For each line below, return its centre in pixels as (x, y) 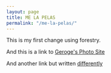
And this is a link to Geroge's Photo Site (55, 52)
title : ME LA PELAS (31, 17)
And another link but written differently (55, 63)
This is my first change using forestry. (54, 40)
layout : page (23, 12)
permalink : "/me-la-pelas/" (42, 23)
